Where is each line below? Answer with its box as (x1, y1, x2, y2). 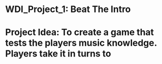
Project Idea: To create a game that (5, 27, 154, 38)
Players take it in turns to (5, 48, 112, 59)
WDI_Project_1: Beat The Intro (5, 4, 131, 15)
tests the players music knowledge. (5, 37, 157, 49)
